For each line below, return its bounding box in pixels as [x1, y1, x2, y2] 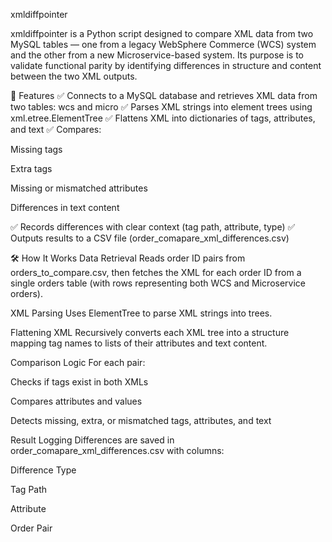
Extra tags [10, 163, 53, 174]
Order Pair [10, 522, 53, 534]
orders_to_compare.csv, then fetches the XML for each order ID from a [10, 267, 302, 278]
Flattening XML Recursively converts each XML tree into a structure [10, 327, 290, 338]
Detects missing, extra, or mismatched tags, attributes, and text [10, 415, 272, 426]
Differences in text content [10, 202, 120, 213]
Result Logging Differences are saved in [10, 434, 175, 446]
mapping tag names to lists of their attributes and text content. [10, 337, 268, 349]
